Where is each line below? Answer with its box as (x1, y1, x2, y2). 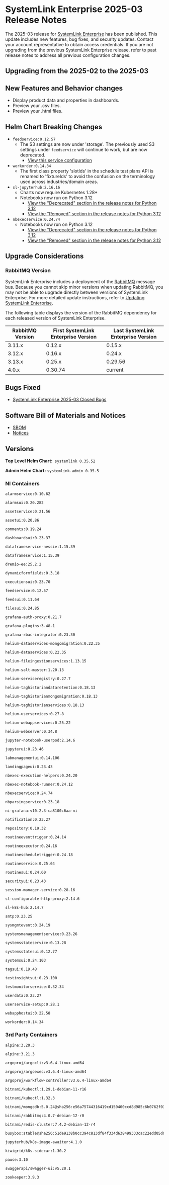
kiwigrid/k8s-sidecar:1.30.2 (5, 1148, 66, 1153)
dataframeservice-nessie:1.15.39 (5, 544, 75, 549)
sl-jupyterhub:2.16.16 (12, 185, 60, 190)
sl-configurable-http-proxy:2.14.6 (5, 896, 80, 901)
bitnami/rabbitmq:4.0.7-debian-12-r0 (5, 1113, 84, 1118)
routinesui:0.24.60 (5, 870, 46, 875)
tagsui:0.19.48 (5, 967, 37, 972)
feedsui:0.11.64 (5, 597, 39, 602)
